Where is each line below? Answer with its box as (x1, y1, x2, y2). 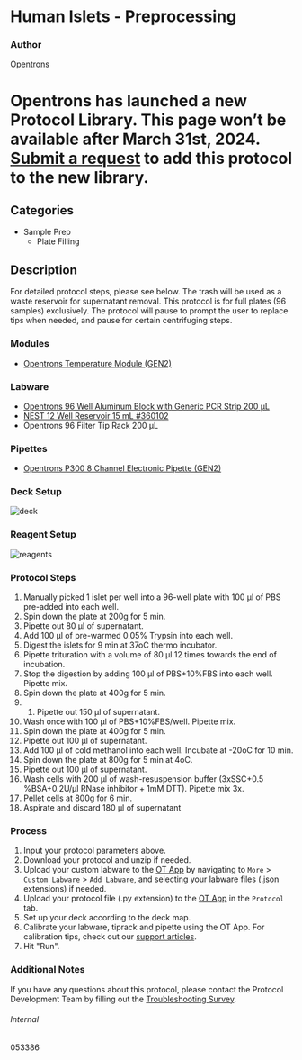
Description (10, 262, 77, 277)
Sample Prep (22, 227, 71, 238)
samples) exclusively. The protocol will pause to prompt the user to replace (10, 305, 289, 316)
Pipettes (10, 442, 48, 455)
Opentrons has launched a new (10, 90, 248, 111)
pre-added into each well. (22, 602, 120, 612)
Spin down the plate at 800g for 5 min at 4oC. (22, 755, 193, 766)
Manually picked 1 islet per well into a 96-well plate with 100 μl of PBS (22, 592, 281, 602)
